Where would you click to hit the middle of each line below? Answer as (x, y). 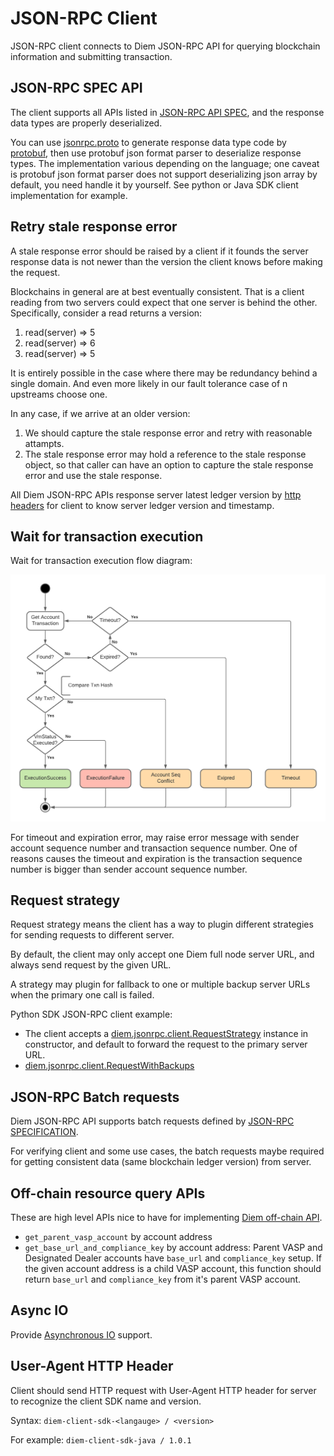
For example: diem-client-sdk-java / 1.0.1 (101, 1439)
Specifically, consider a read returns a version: (106, 313)
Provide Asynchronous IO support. (81, 1334)
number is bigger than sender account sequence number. (129, 869)
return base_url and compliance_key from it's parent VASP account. (163, 1279)
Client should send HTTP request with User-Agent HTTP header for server (163, 1390)
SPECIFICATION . (44, 1132)
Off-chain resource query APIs (108, 1193)
